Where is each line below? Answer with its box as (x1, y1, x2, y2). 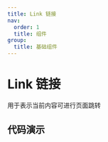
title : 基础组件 (13, 43, 58, 50)
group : (7, 37, 27, 44)
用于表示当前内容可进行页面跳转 (7, 101, 101, 109)
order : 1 (13, 23, 40, 31)
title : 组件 (13, 30, 48, 38)
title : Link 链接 (7, 10, 57, 18)
